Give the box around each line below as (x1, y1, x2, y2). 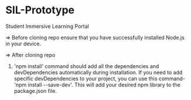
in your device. (5, 40, 41, 47)
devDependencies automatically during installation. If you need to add (13, 69, 183, 76)
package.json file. (13, 87, 57, 94)
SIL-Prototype (5, 3, 75, 17)
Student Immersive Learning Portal (5, 23, 89, 30)
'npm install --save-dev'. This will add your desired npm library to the (13, 81, 180, 88)
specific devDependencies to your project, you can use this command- (13, 75, 185, 82)
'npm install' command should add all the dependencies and (13, 62, 159, 70)
